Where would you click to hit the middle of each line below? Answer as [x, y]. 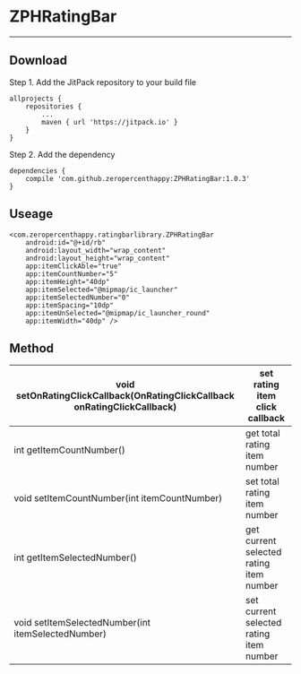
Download [38, 60]
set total [262, 481]
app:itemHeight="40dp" [68, 281]
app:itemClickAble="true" [74, 266]
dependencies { [38, 171]
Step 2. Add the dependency [62, 154]
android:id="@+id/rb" [65, 242]
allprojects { [36, 99]
